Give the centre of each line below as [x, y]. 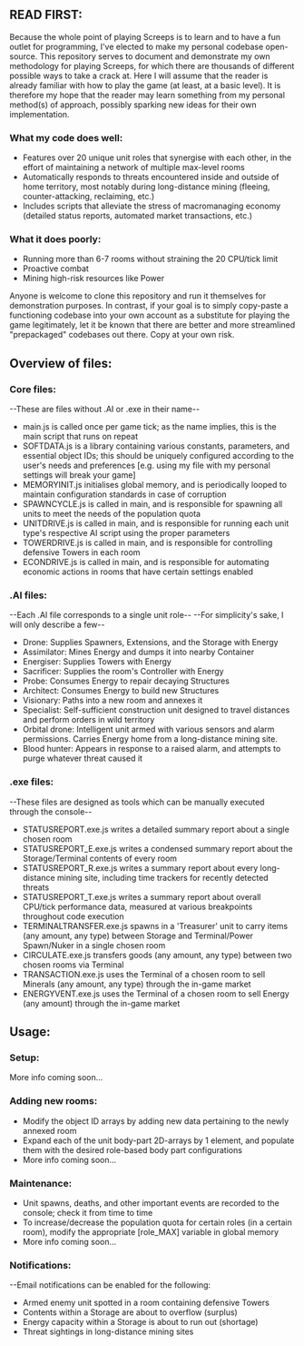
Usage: [30, 1032]
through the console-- [51, 811]
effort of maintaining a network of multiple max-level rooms [133, 167]
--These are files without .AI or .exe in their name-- [105, 410]
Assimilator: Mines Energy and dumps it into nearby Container [138, 652]
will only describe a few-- [57, 625]
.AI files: [29, 595]
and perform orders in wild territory [88, 720]
